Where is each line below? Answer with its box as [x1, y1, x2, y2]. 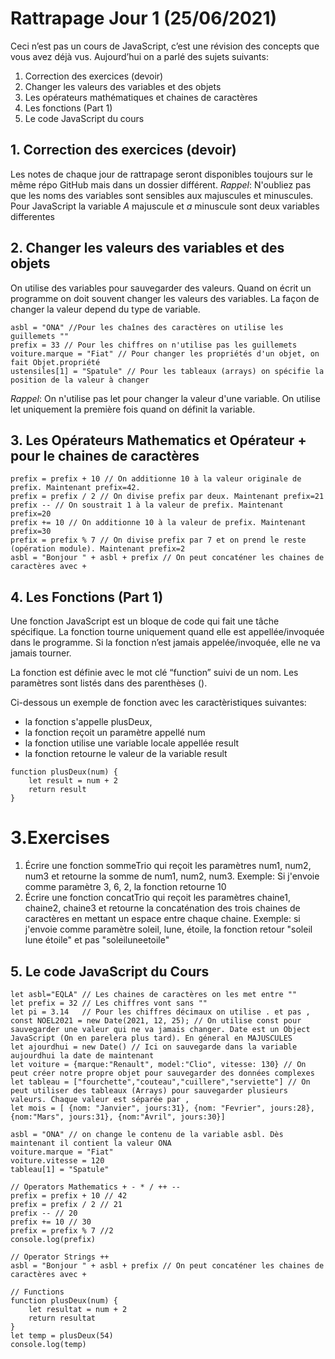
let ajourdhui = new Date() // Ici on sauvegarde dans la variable [10, 1042, 298, 1052]
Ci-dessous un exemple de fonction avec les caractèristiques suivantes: [10, 697, 307, 709]
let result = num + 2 [28, 776, 118, 786]
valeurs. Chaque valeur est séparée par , [10, 1094, 190, 1104]
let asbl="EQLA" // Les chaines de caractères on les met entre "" [10, 989, 298, 999]
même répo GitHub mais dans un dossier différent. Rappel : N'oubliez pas [10, 178, 312, 191]
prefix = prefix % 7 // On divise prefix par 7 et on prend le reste [10, 535, 307, 546]
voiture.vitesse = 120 [10, 1155, 105, 1166]
